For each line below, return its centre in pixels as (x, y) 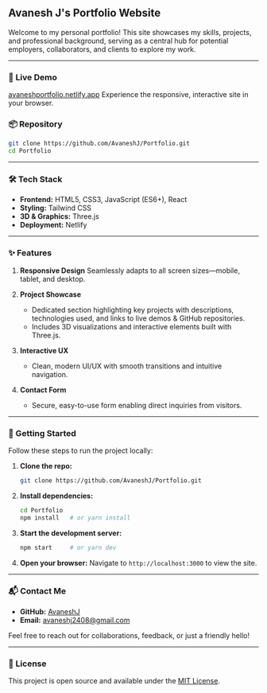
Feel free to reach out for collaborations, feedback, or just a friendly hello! (129, 635)
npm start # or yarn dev (68, 547)
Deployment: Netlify (53, 225)
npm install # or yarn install (75, 518)
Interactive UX (44, 350)
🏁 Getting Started (43, 433)
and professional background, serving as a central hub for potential (118, 41)
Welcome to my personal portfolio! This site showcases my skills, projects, (130, 32)
